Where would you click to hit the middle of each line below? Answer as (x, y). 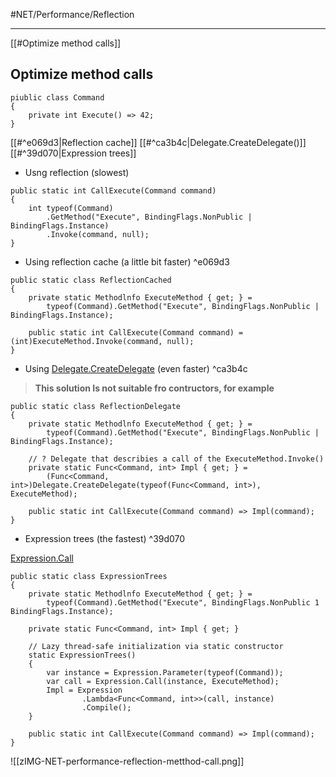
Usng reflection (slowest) (77, 172)
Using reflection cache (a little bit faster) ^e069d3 (127, 261)
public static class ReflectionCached (91, 280)
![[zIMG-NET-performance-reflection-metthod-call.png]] (127, 761)
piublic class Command (57, 97)
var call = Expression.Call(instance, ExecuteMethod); (163, 681)
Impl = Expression (84, 690)
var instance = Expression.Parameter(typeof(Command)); (165, 672)
